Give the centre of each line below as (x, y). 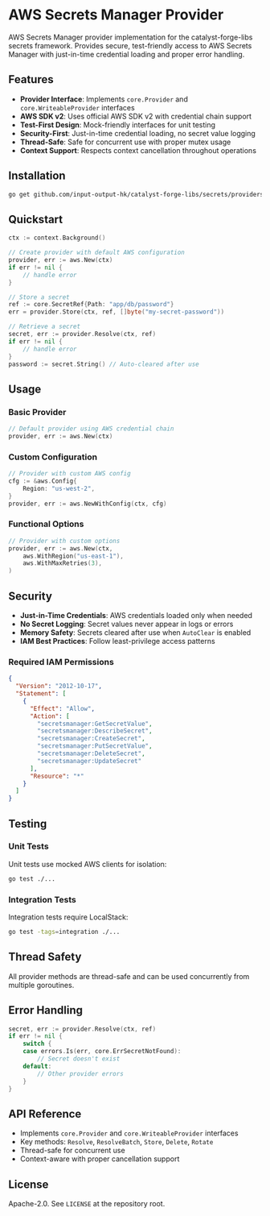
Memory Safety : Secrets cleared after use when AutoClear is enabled (135, 632)
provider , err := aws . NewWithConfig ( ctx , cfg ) (88, 504)
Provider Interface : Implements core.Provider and (104, 99)
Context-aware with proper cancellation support (100, 1159)
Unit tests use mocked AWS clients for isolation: (88, 864)
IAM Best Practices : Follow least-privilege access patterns (117, 641)
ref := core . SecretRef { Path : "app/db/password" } (91, 305)
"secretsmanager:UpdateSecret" (90, 761)
